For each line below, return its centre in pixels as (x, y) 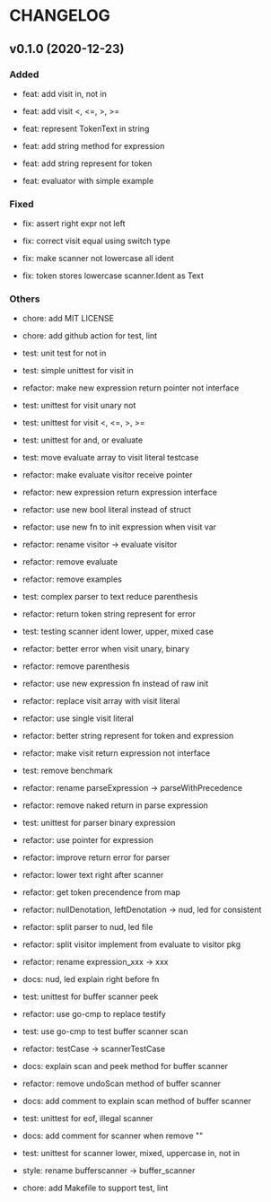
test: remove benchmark (68, 771)
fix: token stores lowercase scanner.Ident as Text (113, 276)
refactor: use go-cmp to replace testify (94, 1014)
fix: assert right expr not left (74, 224)
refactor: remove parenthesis (76, 666)
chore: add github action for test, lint (90, 336)
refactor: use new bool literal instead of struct (106, 510)
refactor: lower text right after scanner (93, 875)
